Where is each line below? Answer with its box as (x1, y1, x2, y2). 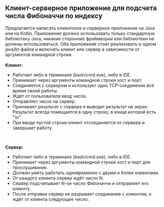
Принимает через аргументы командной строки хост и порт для (12, 159, 151, 165)
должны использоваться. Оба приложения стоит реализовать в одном (5, 41, 157, 47)
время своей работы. (12, 87, 58, 94)
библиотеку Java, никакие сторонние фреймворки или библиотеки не (5, 35, 155, 41)
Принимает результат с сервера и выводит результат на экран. (12, 103, 149, 109)
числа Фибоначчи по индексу (5, 12, 103, 20)
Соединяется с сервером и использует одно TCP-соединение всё (12, 82, 155, 88)
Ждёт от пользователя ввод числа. (12, 93, 87, 99)
